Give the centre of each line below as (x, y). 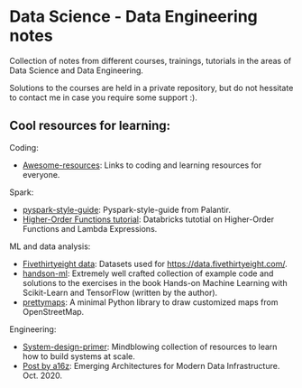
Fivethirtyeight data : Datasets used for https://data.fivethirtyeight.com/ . (155, 263)
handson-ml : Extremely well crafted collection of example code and (148, 273)
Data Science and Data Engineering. (77, 70)
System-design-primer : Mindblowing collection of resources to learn (150, 346)
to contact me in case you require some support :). (104, 97)
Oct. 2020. (42, 375)
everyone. (41, 174)
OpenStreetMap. (53, 311)
